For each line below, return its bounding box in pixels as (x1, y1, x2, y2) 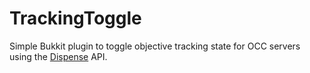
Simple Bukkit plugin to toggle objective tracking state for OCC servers (9, 40, 301, 52)
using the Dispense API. (9, 50, 108, 62)
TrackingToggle (9, 7, 142, 30)
